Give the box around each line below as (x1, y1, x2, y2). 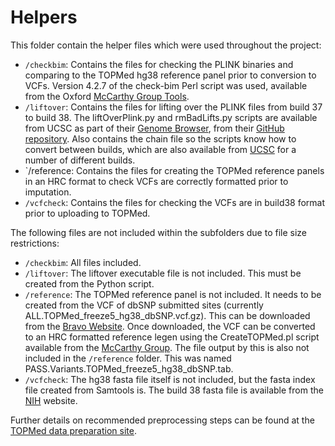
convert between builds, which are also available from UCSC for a (24, 143, 297, 155)
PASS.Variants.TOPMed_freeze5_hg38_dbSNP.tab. (24, 362, 234, 375)
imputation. (24, 186, 72, 198)
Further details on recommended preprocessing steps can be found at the (10, 414, 315, 426)
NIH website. (24, 394, 78, 406)
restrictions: (10, 237, 60, 249)
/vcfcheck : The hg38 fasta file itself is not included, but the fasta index (24, 373, 316, 385)
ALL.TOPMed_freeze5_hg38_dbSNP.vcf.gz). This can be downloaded (24, 309, 311, 321)
